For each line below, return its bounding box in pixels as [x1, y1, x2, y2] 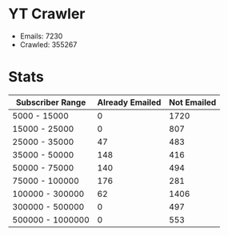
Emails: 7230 [19, 31, 63, 41]
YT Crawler [8, 5, 86, 23]
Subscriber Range [15, 97, 86, 108]
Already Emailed [97, 97, 162, 108]
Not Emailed [169, 97, 217, 108]
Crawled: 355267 [19, 39, 78, 49]
